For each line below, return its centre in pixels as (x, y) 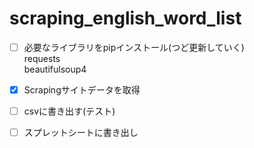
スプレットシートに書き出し (81, 133)
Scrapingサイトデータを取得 (82, 90)
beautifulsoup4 (55, 69)
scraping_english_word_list (125, 18)
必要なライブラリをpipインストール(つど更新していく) (134, 47)
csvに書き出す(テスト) (69, 111)
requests (42, 58)
